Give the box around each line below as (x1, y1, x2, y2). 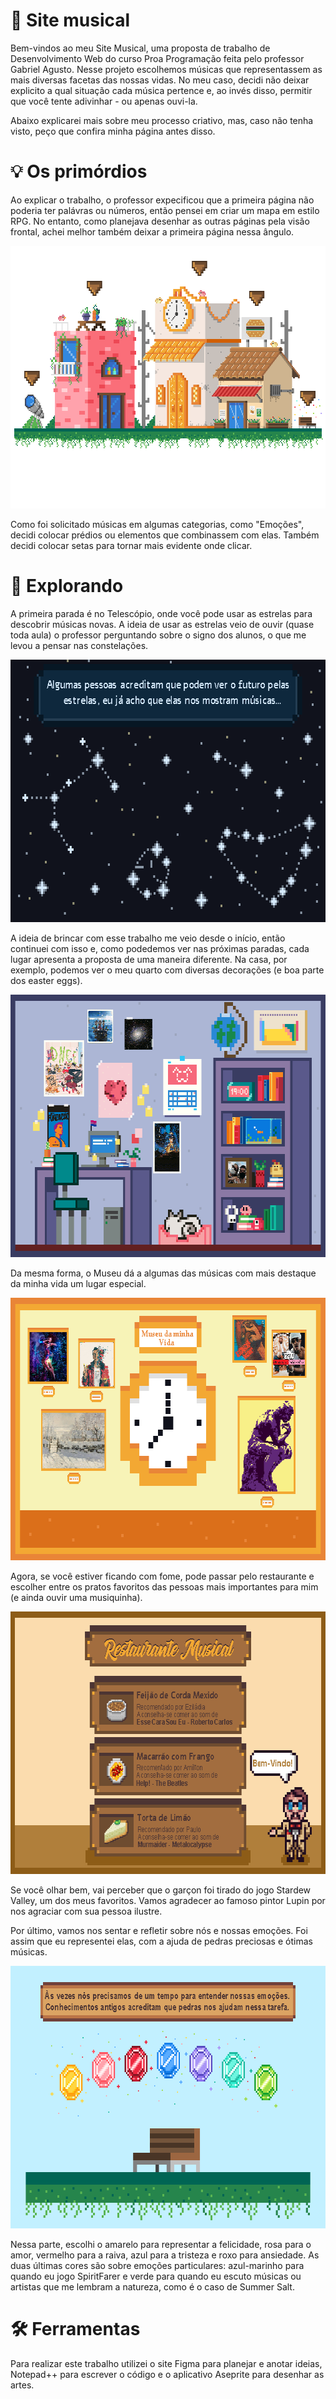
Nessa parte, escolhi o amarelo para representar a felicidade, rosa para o (10, 2238, 312, 2250)
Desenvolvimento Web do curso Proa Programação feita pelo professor (10, 52, 305, 64)
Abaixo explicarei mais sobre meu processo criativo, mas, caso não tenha (10, 114, 314, 126)
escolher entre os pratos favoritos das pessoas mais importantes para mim (10, 1580, 319, 1593)
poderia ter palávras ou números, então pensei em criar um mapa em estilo (10, 204, 320, 216)
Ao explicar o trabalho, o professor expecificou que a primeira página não (10, 194, 315, 206)
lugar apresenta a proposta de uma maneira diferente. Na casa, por (10, 953, 288, 965)
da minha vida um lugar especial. (10, 1277, 147, 1289)
